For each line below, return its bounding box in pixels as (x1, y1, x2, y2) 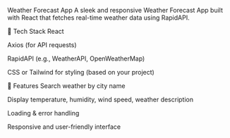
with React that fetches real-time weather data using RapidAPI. (7, 13, 190, 22)
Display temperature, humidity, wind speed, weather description (7, 95, 194, 103)
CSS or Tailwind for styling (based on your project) (7, 68, 155, 76)
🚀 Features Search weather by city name (7, 82, 126, 90)
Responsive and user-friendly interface (7, 123, 121, 131)
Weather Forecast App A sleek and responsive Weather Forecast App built (7, 6, 224, 14)
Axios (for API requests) (7, 41, 77, 49)
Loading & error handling (7, 109, 80, 117)
